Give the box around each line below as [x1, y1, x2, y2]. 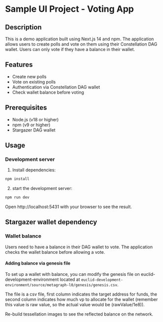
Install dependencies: [12, 167, 56, 173]
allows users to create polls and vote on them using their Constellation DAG [5, 41, 158, 47]
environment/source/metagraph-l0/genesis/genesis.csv [5, 282, 118, 288]
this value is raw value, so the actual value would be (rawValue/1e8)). [5, 301, 145, 307]
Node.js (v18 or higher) [12, 116, 59, 122]
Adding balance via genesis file [5, 260, 71, 266]
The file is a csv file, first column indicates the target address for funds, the [5, 291, 157, 297]
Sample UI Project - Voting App [5, 3, 134, 15]
